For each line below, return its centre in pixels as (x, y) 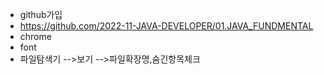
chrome (35, 36)
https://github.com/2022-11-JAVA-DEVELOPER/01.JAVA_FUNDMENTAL (166, 26)
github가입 (41, 14)
